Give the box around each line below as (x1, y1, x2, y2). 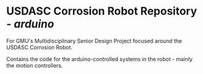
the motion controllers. (6, 62, 63, 69)
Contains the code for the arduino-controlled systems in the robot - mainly (6, 55, 193, 62)
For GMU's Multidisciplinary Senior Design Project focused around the (6, 37, 182, 44)
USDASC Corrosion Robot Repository (6, 4, 198, 18)
